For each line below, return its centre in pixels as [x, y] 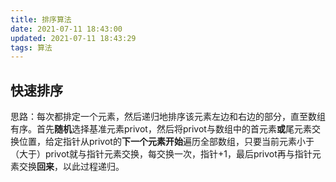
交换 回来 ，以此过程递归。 [71, 167]
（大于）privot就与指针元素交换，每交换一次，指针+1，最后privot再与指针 [161, 154]
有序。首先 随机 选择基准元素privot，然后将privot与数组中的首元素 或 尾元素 [161, 129]
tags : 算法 [31, 47]
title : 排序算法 [41, 19]
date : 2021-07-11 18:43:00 [66, 29]
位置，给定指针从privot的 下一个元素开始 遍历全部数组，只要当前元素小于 [166, 142]
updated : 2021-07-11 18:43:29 [73, 38]
